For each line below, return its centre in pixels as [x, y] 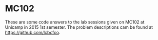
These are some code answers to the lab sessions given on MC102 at [75, 22]
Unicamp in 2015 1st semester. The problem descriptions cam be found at [79, 27]
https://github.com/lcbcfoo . [33, 32]
